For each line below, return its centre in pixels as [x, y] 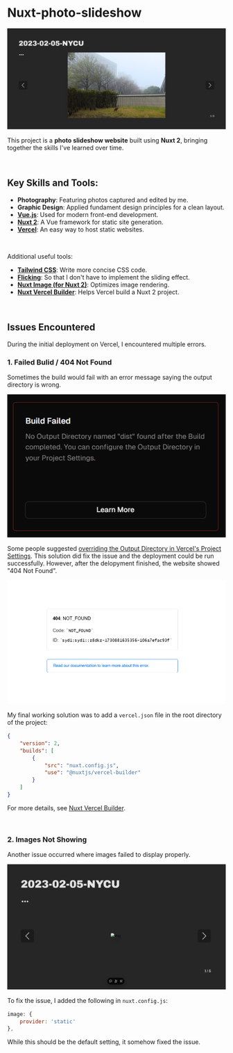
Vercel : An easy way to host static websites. [80, 229]
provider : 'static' [48, 1021]
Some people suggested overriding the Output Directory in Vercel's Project [114, 549]
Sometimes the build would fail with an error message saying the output [110, 377]
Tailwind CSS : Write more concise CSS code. [82, 270]
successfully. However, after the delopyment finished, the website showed [113, 563]
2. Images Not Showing [47, 839]
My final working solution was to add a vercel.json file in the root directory [114, 715]
